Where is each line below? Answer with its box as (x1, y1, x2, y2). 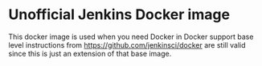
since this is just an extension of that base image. (8, 49, 172, 58)
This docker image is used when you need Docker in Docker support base (8, 32, 254, 41)
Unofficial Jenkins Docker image (8, 6, 231, 24)
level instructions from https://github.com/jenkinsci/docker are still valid (8, 40, 247, 49)
